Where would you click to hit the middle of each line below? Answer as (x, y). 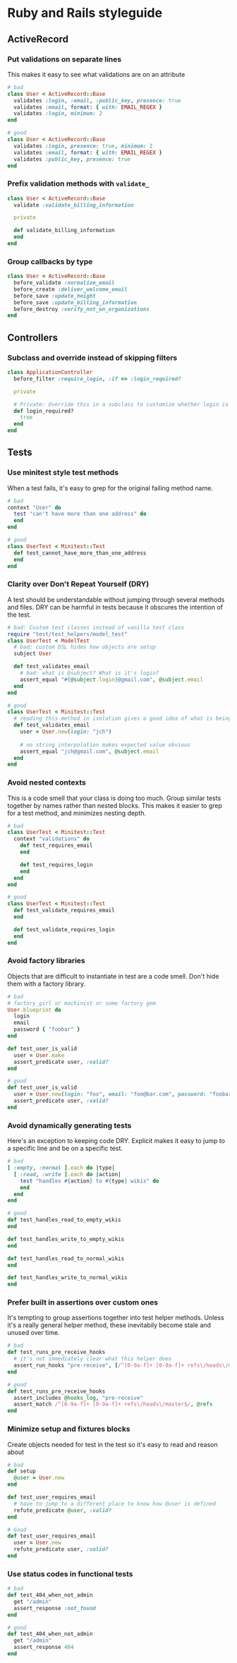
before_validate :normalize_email (64, 283)
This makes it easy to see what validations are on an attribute (96, 74)
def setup (22, 1471)
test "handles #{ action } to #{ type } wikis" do (90, 1181)
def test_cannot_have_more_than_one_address (80, 553)
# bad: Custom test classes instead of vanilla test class (96, 627)
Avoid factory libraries (47, 961)
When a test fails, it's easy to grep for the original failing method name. (110, 488)
